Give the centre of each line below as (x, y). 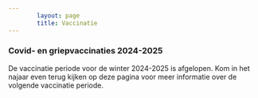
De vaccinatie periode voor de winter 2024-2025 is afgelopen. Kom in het (129, 68)
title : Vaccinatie (67, 23)
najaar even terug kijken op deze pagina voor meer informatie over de (123, 76)
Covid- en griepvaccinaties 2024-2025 (86, 51)
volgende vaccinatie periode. (56, 85)
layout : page (59, 16)
